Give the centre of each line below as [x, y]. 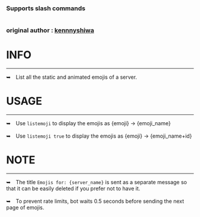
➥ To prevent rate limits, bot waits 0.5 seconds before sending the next [95, 201]
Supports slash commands [46, 8]
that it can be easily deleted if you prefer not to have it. [73, 188]
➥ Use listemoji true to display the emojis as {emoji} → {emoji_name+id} [99, 136]
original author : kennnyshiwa [50, 30]
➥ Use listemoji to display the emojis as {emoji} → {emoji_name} [88, 123]
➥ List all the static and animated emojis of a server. [72, 77]
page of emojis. [25, 207]
